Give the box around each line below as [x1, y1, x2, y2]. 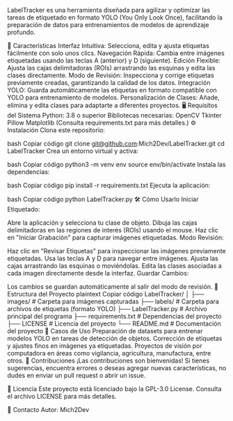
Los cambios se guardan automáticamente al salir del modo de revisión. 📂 [7, 283, 219, 291]
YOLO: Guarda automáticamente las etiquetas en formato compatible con [7, 86, 217, 94]
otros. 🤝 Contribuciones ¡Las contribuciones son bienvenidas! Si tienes [7, 356, 210, 365]
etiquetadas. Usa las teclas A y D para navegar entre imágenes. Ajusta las [7, 254, 219, 262]
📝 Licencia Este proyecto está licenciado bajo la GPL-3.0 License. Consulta [7, 385, 222, 392]
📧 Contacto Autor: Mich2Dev [7, 406, 90, 413]
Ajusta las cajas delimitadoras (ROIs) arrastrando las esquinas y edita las [7, 64, 216, 72]
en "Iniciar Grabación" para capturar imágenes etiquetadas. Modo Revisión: [7, 233, 224, 241]
